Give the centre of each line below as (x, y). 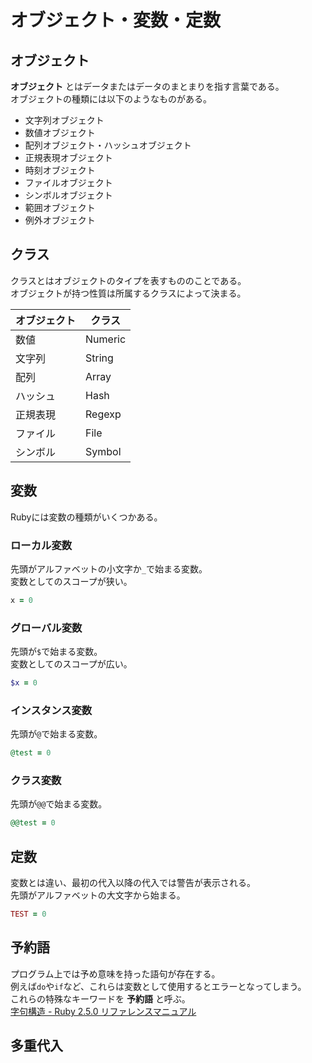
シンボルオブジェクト (68, 195)
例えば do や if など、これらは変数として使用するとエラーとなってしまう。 (158, 986)
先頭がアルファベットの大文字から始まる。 (98, 895)
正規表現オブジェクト (68, 157)
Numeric (106, 339)
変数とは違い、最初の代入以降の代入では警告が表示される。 (133, 883)
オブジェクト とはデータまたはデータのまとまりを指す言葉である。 (147, 86)
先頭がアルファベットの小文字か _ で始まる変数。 (109, 568)
